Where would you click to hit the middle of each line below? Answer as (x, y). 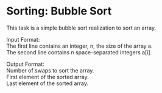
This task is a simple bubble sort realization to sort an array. (81, 28)
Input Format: (23, 39)
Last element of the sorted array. (48, 83)
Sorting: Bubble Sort (59, 11)
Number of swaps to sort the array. (50, 70)
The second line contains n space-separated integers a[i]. (79, 52)
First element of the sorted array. (48, 77)
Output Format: (25, 64)
